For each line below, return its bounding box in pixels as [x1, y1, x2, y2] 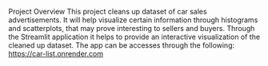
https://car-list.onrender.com [8, 49, 104, 58]
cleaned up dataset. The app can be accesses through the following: [8, 41, 235, 50]
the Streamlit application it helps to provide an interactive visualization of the [8, 32, 261, 41]
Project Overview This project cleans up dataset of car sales [8, 7, 207, 16]
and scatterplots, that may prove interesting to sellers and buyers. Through [8, 24, 255, 33]
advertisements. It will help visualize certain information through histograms [8, 15, 258, 25]
